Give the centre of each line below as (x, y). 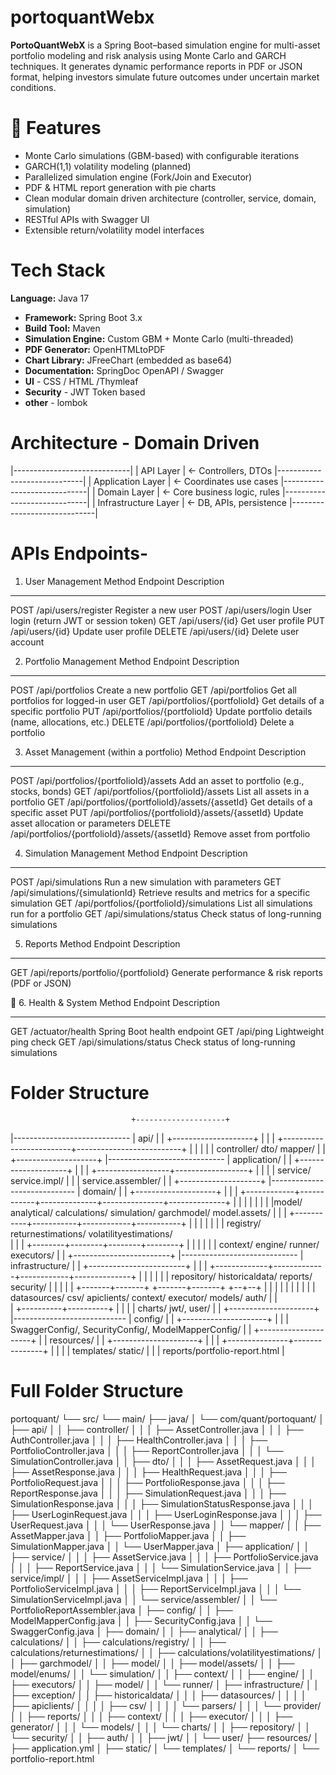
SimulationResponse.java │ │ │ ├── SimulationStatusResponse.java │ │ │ (162, 1503)
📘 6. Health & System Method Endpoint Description (115, 1002)
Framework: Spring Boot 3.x (83, 317)
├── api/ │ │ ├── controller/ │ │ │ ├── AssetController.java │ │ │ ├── (157, 1429)
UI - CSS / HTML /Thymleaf (81, 381)
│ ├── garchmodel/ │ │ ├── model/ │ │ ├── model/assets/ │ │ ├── (152, 1663)
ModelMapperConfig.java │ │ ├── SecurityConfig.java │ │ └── (141, 1620)
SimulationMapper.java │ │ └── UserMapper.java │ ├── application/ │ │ (160, 1546)
